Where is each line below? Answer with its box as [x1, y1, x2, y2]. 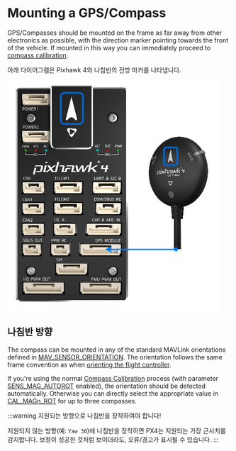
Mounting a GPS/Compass [7, 5, 167, 21]
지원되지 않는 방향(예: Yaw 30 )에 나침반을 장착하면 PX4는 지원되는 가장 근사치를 [7, 426, 227, 435]
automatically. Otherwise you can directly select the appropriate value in [7, 389, 218, 398]
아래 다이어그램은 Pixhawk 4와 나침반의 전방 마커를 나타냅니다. [7, 65, 182, 74]
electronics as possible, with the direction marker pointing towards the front [7, 35, 229, 44]
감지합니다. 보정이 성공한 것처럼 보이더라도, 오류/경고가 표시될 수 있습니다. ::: [7, 435, 219, 444]
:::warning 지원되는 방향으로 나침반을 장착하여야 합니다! [7, 411, 162, 420]
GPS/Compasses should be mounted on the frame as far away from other [7, 28, 223, 37]
